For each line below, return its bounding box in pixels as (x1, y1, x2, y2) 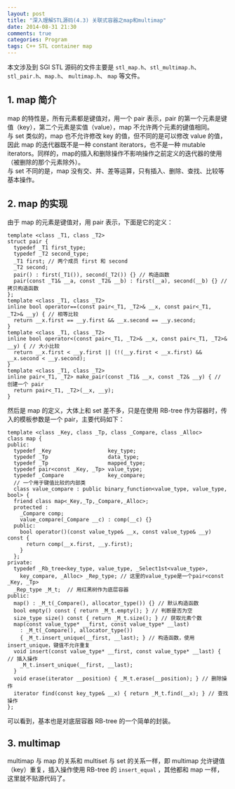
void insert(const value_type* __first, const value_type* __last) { (13, 647, 221, 655)
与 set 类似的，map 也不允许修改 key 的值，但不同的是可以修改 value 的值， (7, 131, 227, 140)
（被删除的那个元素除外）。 (7, 158, 84, 166)
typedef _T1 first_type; (13, 244, 86, 251)
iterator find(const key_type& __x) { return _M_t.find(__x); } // (13, 689, 215, 697)
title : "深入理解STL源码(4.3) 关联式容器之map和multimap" (7, 17, 167, 24)
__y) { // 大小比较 (7, 343, 60, 350)
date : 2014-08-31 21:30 (7, 23, 77, 30)
